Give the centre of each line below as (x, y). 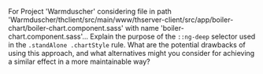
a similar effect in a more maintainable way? (80, 61)
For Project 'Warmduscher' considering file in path (90, 11)
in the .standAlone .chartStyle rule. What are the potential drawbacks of (127, 45)
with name (142, 28)
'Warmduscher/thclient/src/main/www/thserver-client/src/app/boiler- (121, 20)
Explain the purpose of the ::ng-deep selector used (173, 36)
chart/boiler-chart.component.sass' (66, 28)
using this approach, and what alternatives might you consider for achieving (131, 53)
